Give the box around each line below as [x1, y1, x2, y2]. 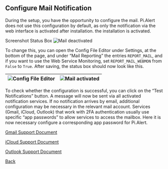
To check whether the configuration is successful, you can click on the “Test [5, 87, 163, 93]
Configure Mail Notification [5, 4, 92, 12]
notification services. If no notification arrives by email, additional [5, 98, 140, 104]
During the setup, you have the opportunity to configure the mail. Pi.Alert [5, 17, 155, 23]
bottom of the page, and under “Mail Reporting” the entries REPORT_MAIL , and [5, 52, 162, 58]
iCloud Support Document [5, 138, 59, 144]
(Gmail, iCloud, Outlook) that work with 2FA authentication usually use [5, 108, 149, 114]
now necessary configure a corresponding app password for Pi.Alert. [5, 119, 148, 125]
